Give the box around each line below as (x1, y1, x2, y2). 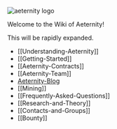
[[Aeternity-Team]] (17, 70, 71, 77)
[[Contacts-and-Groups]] (17, 107, 91, 114)
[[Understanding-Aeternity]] (17, 47, 99, 55)
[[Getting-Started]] (17, 54, 72, 63)
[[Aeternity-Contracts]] (17, 62, 84, 70)
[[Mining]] (17, 84, 47, 92)
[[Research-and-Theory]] (17, 99, 91, 107)
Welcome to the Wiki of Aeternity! (7, 20, 105, 28)
